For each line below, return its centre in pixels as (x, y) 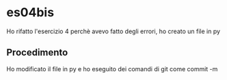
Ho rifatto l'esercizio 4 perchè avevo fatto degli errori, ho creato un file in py (113, 31)
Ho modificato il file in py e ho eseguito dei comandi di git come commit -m (112, 68)
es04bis (30, 13)
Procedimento (37, 53)
